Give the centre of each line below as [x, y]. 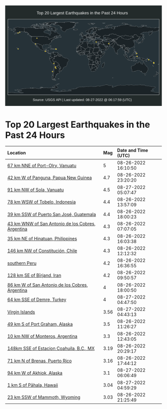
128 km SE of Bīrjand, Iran [34, 275]
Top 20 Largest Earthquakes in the [78, 124]
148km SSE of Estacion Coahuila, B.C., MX [51, 348]
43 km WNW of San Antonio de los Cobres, [51, 224]
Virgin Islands [21, 312]
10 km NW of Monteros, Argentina [42, 336]
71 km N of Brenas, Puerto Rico [40, 361]
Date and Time [132, 150]
